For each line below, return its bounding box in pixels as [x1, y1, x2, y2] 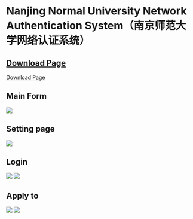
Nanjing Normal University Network [6, 4, 187, 18]
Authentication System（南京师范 [6, 19, 176, 32]
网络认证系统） [17, 34, 91, 47]
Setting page [6, 124, 55, 134]
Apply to [6, 190, 39, 201]
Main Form [6, 91, 47, 101]
